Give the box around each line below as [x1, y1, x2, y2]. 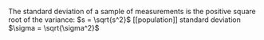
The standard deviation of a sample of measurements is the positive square [8, 7, 257, 16]
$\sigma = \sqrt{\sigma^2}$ [8, 24, 100, 32]
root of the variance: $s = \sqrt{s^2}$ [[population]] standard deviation [8, 15, 241, 24]
